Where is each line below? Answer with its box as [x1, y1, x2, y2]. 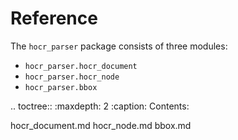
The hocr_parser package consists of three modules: [10, 40, 228, 52]
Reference [10, 7, 98, 30]
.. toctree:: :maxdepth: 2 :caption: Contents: [10, 100, 190, 112]
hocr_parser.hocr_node [24, 72, 120, 82]
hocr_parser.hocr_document [24, 61, 138, 71]
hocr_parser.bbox [24, 82, 98, 92]
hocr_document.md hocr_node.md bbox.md [10, 119, 192, 131]
